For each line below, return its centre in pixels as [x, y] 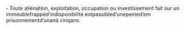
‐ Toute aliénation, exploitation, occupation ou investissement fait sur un [93, 8]
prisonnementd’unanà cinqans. [43, 20]
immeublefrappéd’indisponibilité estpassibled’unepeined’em [78, 14]
